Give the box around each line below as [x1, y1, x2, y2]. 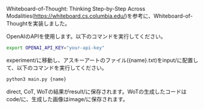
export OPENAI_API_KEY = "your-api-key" [6, 45, 105, 51]
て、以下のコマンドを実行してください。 [6, 64, 108, 71]
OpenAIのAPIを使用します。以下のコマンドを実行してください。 [6, 33, 166, 40]
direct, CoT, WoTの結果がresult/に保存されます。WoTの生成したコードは [6, 88, 187, 95]
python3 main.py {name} [6, 76, 67, 82]
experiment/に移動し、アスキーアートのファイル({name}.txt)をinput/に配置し [6, 56, 199, 64]
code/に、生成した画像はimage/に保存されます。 [6, 95, 128, 102]
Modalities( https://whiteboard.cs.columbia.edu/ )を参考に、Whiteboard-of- [6, 12, 193, 19]
